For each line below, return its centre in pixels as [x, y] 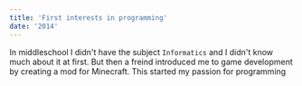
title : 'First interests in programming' [89, 18]
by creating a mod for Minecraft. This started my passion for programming [148, 71]
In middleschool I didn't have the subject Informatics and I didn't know [142, 52]
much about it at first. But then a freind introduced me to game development [151, 62]
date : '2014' [34, 26]
